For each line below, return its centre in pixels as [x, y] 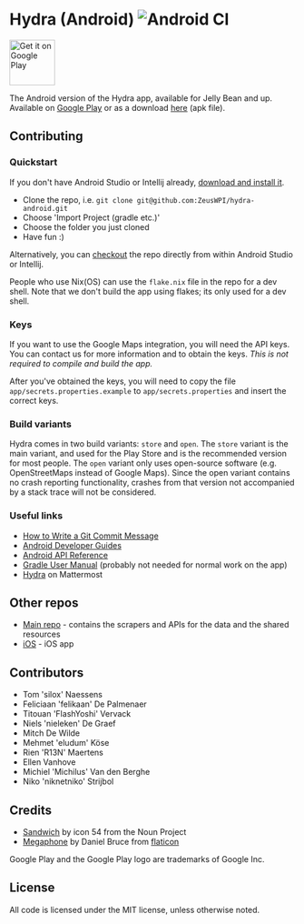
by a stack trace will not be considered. [83, 492]
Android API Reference [65, 555]
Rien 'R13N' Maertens [63, 753]
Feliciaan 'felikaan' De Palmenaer [84, 704]
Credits [31, 810]
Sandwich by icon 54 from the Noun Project [104, 831]
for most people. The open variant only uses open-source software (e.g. [143, 463]
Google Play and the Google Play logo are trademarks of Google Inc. [137, 859]
